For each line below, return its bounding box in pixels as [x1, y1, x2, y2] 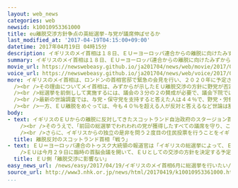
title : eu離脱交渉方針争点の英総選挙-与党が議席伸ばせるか [7, 30, 161, 38]
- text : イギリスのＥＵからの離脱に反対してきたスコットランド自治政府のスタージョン [7, 116, 228, 123]
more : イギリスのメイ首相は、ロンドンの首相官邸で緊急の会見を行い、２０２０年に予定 [7, 76, 227, 84]
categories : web [7, 17, 55, 24]
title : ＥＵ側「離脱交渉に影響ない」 [13, 155, 110, 163]
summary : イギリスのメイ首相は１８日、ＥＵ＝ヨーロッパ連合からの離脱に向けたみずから [7, 57, 232, 64]
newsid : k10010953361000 [7, 23, 81, 31]
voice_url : [7, 70, 40, 77]
